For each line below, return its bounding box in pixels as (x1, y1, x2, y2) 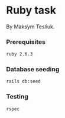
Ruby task (6, 4, 57, 17)
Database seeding (6, 65, 60, 74)
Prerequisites (6, 38, 45, 46)
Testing (6, 93, 28, 101)
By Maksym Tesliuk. (6, 23, 55, 30)
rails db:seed (6, 78, 41, 84)
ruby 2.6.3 (6, 51, 33, 57)
